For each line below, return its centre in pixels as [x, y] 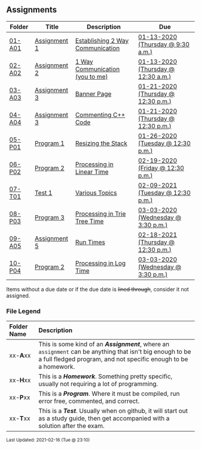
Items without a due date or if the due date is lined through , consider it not [98, 289]
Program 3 [50, 217]
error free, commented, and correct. [89, 401]
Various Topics [96, 192]
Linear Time [92, 171]
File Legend [23, 311]
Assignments [32, 10]
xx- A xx [20, 355]
